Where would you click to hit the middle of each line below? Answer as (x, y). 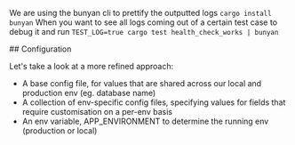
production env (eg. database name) (89, 93)
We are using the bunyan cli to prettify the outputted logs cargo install (141, 13)
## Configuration (40, 49)
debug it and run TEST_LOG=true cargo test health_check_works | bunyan (144, 32)
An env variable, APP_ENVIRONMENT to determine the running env (145, 121)
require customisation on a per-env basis (97, 112)
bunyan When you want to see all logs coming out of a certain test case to (144, 22)
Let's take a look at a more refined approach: (92, 66)
